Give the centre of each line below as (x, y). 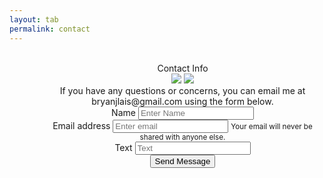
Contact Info (183, 68)
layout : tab (34, 19)
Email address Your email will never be (182, 125)
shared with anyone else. (182, 137)
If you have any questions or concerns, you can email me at (182, 90)
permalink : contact (50, 29)
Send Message (182, 161)
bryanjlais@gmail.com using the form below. (182, 101)
